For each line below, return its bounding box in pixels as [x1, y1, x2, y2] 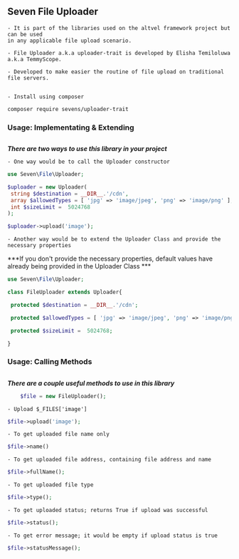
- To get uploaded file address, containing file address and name [7, 456, 212, 464]
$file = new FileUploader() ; [20, 392, 107, 399]
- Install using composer [7, 93, 84, 100]
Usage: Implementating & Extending [7, 122, 134, 132]
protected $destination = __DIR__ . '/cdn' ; [10, 301, 139, 308]
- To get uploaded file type [7, 481, 94, 489]
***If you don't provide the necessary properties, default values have [7, 254, 213, 263]
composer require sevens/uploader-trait [7, 105, 129, 113]
